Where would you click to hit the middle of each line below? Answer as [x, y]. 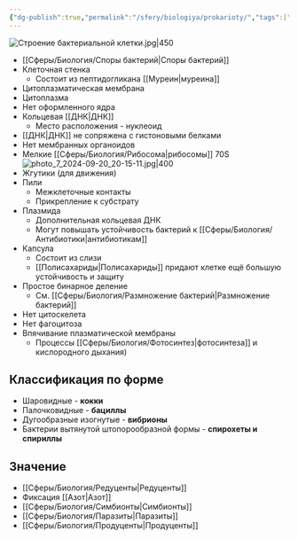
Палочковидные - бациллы [74, 410]
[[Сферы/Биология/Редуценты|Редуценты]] [104, 488]
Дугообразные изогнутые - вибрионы [95, 420]
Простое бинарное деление [75, 285]
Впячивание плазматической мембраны [98, 332]
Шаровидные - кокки [63, 401]
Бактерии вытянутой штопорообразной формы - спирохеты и [140, 429]
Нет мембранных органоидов [78, 145]
